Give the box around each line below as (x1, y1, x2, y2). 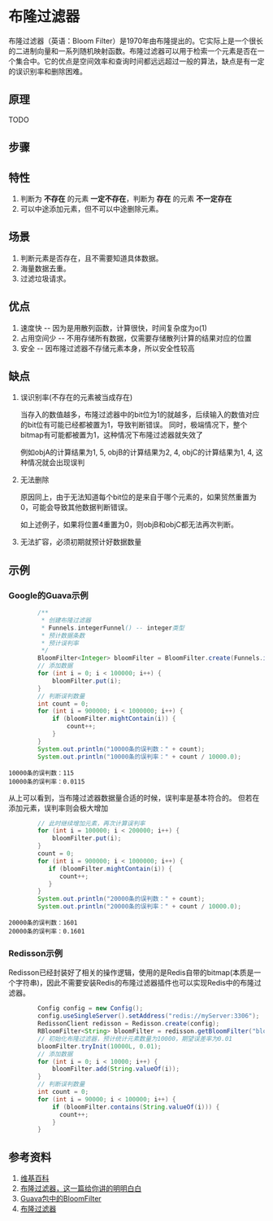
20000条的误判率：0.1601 (8, 928, 85, 936)
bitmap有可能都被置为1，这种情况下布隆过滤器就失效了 (19, 430, 203, 440)
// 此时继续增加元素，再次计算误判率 (37, 819, 146, 828)
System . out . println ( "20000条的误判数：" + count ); (37, 895, 206, 903)
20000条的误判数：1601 (8, 919, 78, 927)
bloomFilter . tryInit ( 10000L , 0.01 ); (37, 1042, 162, 1051)
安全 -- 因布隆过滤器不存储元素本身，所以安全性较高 (19, 343, 195, 353)
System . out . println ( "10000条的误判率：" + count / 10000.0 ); (37, 753, 242, 761)
